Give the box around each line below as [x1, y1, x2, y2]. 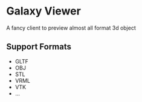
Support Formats [6, 42, 71, 52]
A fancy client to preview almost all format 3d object [6, 24, 136, 31]
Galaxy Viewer [6, 4, 82, 18]
